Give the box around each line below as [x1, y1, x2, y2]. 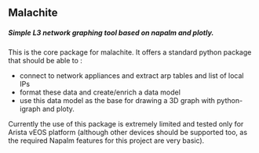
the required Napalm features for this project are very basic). [8, 136, 205, 145]
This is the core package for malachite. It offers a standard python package [8, 48, 252, 57]
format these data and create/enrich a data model [19, 87, 181, 97]
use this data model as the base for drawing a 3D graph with [19, 96, 216, 105]
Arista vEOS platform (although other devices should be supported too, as [8, 128, 248, 137]
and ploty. [42, 105, 75, 114]
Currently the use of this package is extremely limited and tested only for [8, 119, 244, 129]
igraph [19, 105, 41, 114]
